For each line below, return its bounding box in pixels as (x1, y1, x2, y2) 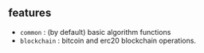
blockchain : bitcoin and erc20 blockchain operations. (19, 36, 197, 45)
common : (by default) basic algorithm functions (19, 27, 171, 36)
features (8, 6, 52, 20)
